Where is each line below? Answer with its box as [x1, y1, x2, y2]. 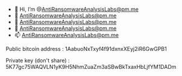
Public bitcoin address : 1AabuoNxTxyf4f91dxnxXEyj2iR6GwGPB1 [5, 45, 167, 52]
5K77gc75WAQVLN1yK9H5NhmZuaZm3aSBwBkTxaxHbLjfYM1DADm [5, 63, 177, 70]
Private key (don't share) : [5, 57, 70, 64]
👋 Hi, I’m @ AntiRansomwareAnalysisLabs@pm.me [14, 6, 139, 13]
